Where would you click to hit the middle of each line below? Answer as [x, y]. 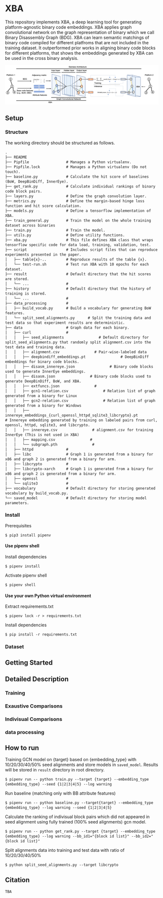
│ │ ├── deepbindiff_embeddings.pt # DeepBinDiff [77, 357]
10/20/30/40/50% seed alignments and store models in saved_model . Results [81, 765]
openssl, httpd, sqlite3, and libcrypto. [48, 425]
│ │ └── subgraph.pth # [50, 444]
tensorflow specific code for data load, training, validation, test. [78, 245]
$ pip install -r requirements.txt [41, 635]
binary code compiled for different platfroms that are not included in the [77, 42]
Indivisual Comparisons [34, 719]
